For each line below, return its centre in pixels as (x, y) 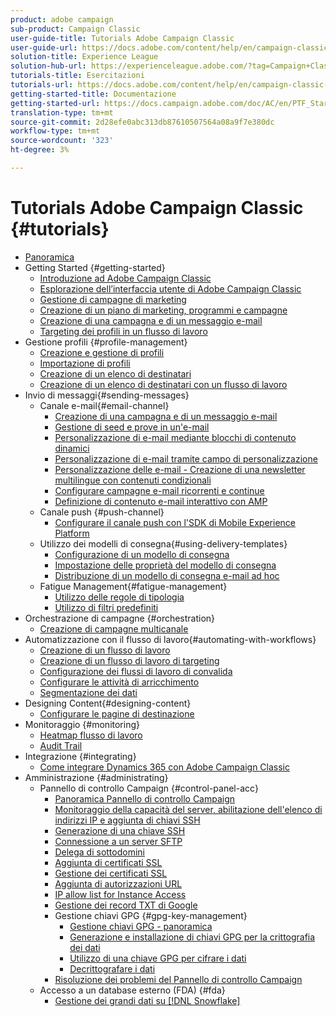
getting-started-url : (55, 103)
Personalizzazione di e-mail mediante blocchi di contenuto (175, 437)
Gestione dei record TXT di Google (126, 905)
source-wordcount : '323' (62, 141)
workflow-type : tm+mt (55, 131)
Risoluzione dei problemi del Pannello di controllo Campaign (178, 979)
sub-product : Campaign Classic (75, 29)
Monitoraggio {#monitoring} (82, 724)
